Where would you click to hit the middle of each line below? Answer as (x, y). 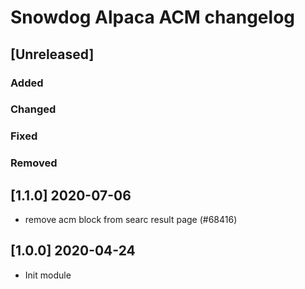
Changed (33, 109)
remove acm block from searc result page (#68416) (131, 220)
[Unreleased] (52, 54)
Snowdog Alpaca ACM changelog (152, 17)
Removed (34, 163)
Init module (48, 275)
